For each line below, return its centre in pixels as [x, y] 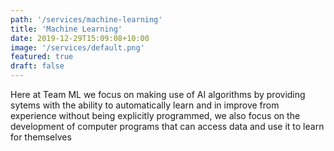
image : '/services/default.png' [77, 47]
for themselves [41, 137]
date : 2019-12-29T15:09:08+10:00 [80, 38]
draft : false [37, 66]
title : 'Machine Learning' [66, 29]
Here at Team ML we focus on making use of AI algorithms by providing [158, 94]
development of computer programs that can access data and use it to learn [167, 126]
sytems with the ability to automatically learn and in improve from [145, 105]
